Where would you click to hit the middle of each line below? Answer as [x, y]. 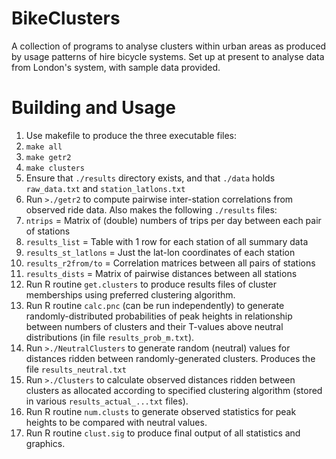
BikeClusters [66, 18]
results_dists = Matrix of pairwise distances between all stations [161, 273]
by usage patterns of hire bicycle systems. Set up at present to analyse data [168, 56]
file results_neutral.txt [76, 369]
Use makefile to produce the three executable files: [131, 135]
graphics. [45, 443]
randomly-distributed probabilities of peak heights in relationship [159, 316]
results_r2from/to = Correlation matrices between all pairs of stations [170, 263]
